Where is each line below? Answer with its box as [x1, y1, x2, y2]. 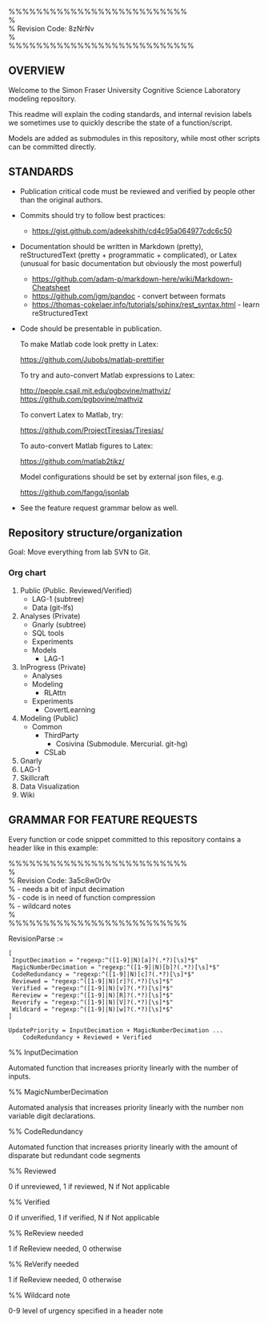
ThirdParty [43, 730, 79, 740]
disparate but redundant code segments [8, 1150, 142, 1160]
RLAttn [43, 688, 66, 697]
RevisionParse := [8, 934, 64, 943]
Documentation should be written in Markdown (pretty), [19, 241, 204, 251]
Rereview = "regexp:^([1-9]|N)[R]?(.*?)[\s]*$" [11, 991, 174, 999]
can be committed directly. [8, 142, 97, 151]
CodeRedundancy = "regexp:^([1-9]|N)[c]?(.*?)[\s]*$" [11, 970, 195, 978]
